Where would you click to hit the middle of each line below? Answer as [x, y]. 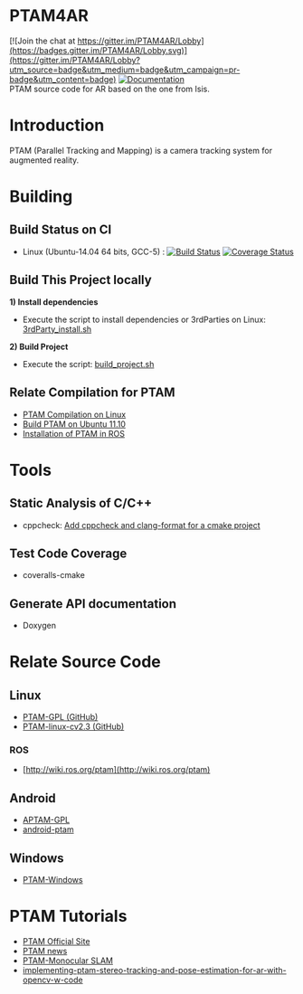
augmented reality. [44, 160]
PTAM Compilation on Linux [74, 414]
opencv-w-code [52, 980]
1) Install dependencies [54, 302]
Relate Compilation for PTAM [92, 393]
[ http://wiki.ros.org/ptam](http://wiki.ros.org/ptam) [116, 770]
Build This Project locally [80, 280]
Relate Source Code [85, 662]
